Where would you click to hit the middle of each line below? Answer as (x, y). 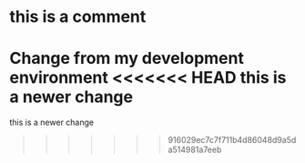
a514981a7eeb (195, 150)
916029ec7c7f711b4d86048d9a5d (232, 140)
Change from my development (127, 59)
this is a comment (78, 17)
